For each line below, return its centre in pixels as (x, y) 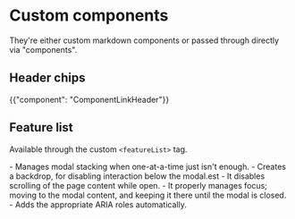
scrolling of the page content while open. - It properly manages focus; (139, 185)
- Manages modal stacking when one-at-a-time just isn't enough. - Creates (147, 166)
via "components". (43, 49)
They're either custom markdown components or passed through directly (144, 40)
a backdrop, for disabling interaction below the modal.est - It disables (137, 176)
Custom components (89, 16)
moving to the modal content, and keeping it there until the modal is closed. (148, 195)
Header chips (47, 78)
